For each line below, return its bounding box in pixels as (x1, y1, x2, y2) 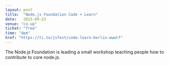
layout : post (5, 7, 33, 12)
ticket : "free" (5, 26, 37, 31)
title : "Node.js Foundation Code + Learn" (5, 12, 98, 17)
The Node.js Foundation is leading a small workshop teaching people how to (5, 48, 164, 55)
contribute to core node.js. (5, 54, 61, 60)
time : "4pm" (5, 30, 30, 35)
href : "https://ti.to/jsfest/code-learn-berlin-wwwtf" (5, 35, 123, 40)
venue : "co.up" (5, 21, 37, 26)
